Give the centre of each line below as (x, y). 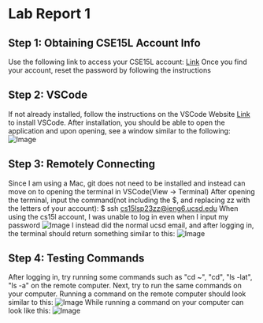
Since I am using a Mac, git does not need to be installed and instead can (127, 183)
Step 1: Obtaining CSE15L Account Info (104, 43)
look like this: (30, 311)
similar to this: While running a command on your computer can (126, 302)
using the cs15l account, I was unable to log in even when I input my (118, 216)
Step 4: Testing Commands (76, 259)
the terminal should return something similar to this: (92, 233)
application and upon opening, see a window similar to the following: (119, 130)
